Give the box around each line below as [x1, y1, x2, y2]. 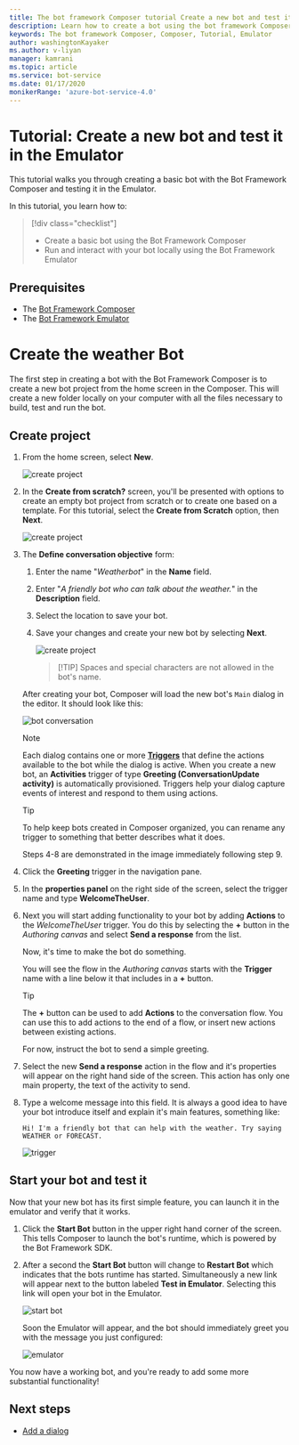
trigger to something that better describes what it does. [21, 832, 225, 842]
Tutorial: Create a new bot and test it [9, 126, 283, 146]
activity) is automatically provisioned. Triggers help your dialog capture [21, 778, 286, 789]
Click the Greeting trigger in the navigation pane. [21, 866, 203, 877]
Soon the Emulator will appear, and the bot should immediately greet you [21, 1322, 289, 1333]
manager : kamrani [9, 54, 74, 63]
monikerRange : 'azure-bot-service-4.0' [9, 87, 158, 96]
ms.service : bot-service [9, 71, 101, 80]
